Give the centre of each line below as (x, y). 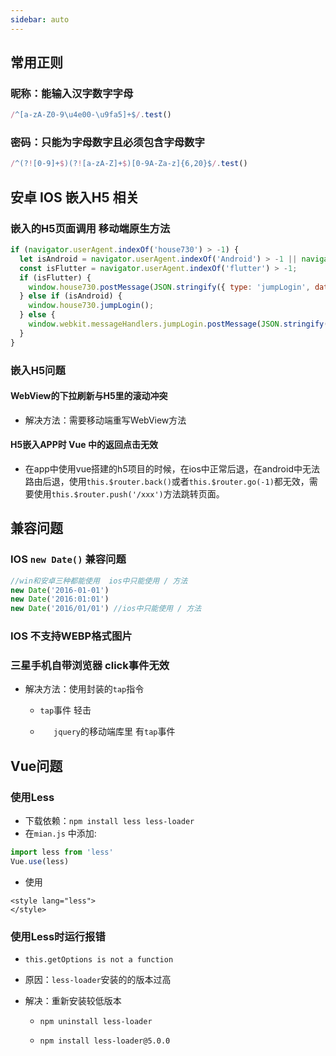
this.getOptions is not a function (99, 960)
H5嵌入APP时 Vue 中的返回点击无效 (84, 445)
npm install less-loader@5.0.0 (105, 1041)
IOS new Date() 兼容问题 (68, 559)
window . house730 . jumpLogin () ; (91, 306)
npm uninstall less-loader (96, 1022)
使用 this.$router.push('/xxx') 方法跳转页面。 (129, 494)
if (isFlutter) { (55, 277)
